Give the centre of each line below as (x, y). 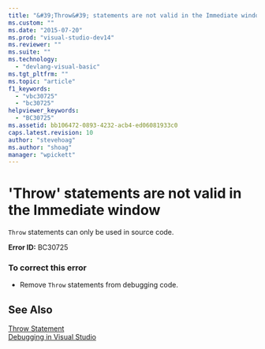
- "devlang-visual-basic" (58, 67)
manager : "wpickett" (42, 154)
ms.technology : (33, 60)
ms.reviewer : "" (35, 45)
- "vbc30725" (37, 96)
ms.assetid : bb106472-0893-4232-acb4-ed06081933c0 (93, 125)
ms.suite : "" (30, 52)
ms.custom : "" (32, 23)
